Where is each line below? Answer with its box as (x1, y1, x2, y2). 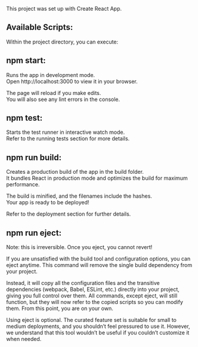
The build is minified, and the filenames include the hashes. (6, 192, 152, 199)
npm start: (6, 56, 46, 66)
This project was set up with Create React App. (6, 5, 122, 12)
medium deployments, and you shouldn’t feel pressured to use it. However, (6, 323, 190, 330)
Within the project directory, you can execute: (6, 38, 119, 45)
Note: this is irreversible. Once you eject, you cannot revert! (6, 244, 153, 251)
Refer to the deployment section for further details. (6, 210, 131, 217)
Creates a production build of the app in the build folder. (6, 168, 144, 176)
